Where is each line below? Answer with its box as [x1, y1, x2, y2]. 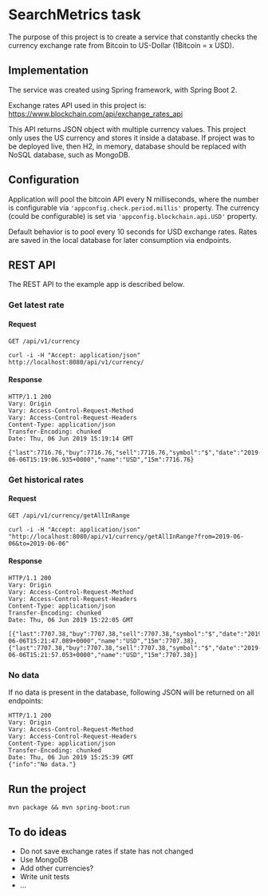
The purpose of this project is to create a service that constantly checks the [8, 32, 258, 42]
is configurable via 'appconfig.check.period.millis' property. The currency [8, 202, 260, 213]
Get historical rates [8, 474, 84, 485]
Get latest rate [8, 300, 65, 311]
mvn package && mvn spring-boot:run [8, 803, 130, 812]
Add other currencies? [19, 863, 94, 873]
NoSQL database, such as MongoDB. [8, 149, 131, 159]
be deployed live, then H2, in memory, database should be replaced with [8, 141, 247, 151]
